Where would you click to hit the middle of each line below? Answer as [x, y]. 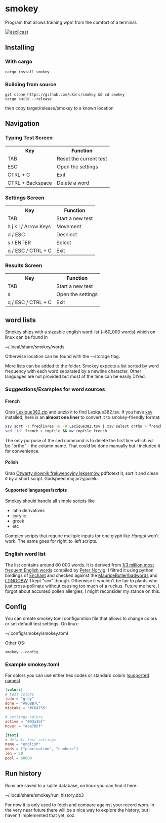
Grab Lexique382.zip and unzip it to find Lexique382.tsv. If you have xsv [79, 412]
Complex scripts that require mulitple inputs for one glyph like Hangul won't [82, 536]
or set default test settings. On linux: [42, 624]
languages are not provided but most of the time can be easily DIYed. [76, 376]
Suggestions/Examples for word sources [55, 389]
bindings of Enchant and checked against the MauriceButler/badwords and [82, 575]
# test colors [20, 694]
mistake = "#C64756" [26, 708]
